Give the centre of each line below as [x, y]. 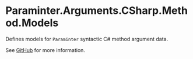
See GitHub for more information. [45, 50]
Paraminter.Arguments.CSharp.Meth [96, 11]
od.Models [32, 23]
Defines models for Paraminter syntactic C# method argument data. [87, 39]
